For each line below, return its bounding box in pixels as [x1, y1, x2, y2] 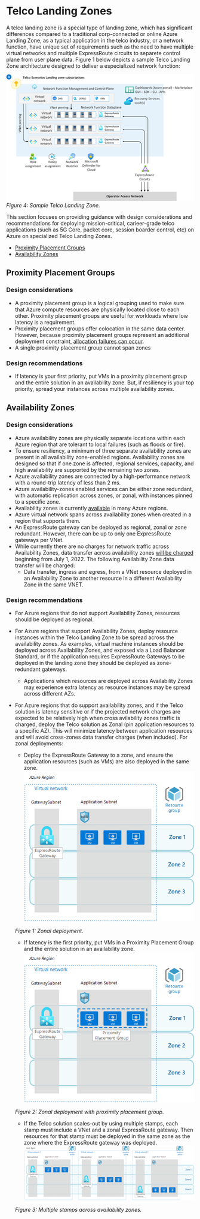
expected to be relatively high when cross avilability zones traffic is [14, 715, 180, 722]
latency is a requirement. [14, 318, 76, 326]
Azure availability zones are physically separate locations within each [14, 434, 186, 441]
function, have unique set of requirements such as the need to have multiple [6, 43, 194, 50]
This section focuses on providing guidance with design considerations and [6, 213, 192, 221]
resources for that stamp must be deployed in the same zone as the [23, 1132, 190, 1140]
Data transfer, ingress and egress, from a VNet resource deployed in [23, 568, 192, 575]
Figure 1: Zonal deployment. [14, 927, 84, 934]
